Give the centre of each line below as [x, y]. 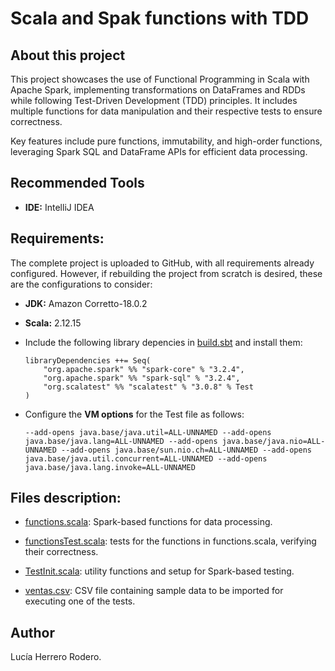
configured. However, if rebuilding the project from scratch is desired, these [166, 273]
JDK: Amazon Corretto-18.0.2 [86, 303]
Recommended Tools [77, 183]
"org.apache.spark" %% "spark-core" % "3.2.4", [144, 369]
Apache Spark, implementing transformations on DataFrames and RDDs [158, 90]
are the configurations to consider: [81, 284]
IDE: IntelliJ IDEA [59, 207]
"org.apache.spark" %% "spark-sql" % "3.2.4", [142, 378]
